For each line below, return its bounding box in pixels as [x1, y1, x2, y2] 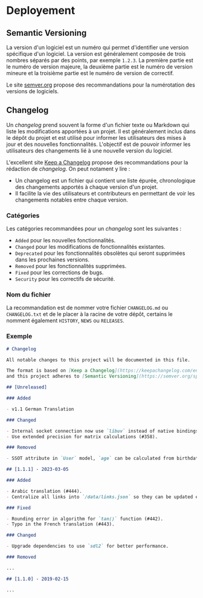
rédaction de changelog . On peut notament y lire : [6, 165, 130, 172]
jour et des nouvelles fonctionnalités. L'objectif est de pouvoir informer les [6, 140, 191, 148]
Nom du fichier [6, 291, 51, 299]
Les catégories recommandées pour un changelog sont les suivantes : [6, 225, 182, 232]
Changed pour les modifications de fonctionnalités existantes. [14, 243, 166, 251]
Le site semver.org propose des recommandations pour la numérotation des [6, 81, 195, 88]
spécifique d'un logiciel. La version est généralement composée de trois [6, 50, 186, 57]
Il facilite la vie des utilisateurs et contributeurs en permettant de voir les [14, 189, 195, 197]
